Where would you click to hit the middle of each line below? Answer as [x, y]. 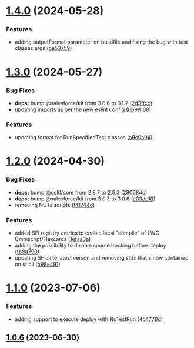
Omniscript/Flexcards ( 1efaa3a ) [53, 239]
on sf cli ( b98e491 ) [37, 264]
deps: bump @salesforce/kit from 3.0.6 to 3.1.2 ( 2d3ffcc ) [83, 103]
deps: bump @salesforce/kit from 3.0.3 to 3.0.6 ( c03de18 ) [85, 199]
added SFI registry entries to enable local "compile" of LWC [87, 233]
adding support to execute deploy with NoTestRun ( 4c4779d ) [89, 319]
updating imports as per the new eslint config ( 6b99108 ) [83, 109]
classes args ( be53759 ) [43, 48]
